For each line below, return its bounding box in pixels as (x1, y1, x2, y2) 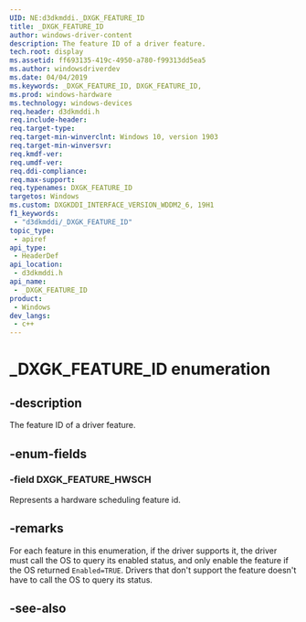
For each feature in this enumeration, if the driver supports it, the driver (9, 545, 278, 556)
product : (9, 294, 43, 303)
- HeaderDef (13, 252, 59, 261)
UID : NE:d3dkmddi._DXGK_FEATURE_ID (9, 13, 145, 23)
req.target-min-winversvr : (9, 141, 112, 150)
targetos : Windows (9, 192, 79, 201)
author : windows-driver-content (9, 30, 132, 39)
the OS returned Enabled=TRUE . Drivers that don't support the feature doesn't (9, 564, 297, 575)
